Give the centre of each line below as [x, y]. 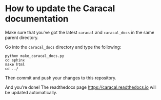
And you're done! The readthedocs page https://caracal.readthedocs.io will [81, 87]
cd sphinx [15, 60]
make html [15, 64]
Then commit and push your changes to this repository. [61, 78]
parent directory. [22, 38]
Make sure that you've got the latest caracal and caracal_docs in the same [80, 32]
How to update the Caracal [60, 9]
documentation [37, 19]
